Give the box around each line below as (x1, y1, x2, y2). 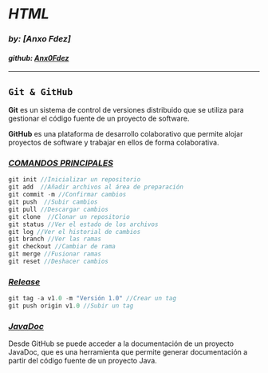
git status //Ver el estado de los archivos (8, 220, 159, 228)
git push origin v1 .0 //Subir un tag (8, 302, 134, 310)
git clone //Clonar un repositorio (8, 212, 130, 220)
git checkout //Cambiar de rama (8, 243, 116, 251)
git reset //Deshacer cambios (8, 257, 109, 266)
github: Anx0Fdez (8, 53, 69, 62)
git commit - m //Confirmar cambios (8, 191, 127, 199)
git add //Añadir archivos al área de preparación (8, 183, 183, 192)
